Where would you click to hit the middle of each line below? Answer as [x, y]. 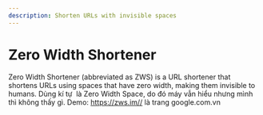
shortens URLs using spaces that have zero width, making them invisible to [132, 85]
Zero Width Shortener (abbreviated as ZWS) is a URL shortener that [120, 77]
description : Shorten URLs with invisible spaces [93, 15]
